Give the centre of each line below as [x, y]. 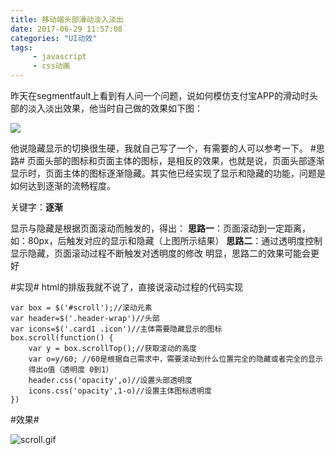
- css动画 [51, 66]
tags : [21, 47]
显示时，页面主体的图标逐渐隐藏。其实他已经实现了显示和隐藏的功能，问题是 [168, 173]
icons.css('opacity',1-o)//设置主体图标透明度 [120, 391]
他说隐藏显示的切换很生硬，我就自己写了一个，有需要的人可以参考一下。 [159, 148]
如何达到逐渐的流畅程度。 [63, 185]
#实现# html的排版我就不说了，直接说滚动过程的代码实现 [127, 287]
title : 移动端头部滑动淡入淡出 [67, 19]
